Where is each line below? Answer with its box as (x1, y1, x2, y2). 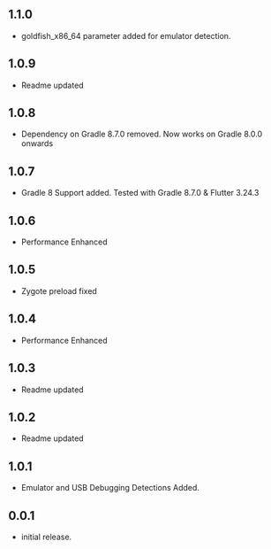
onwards (20, 138, 54, 149)
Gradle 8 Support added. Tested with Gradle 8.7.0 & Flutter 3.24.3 (20, 188, 260, 198)
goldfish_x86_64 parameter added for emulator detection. (20, 30, 231, 41)
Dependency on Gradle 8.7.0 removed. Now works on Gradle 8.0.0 (20, 128, 262, 140)
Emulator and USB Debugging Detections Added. (20, 483, 200, 493)
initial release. (20, 531, 72, 542)
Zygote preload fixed (20, 285, 98, 296)
